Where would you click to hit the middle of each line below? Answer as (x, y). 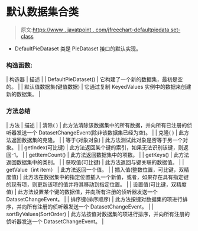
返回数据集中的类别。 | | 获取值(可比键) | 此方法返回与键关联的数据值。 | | (95, 162)
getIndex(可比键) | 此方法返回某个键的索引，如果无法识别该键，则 (104, 147)
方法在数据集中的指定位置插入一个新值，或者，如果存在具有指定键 (108, 177)
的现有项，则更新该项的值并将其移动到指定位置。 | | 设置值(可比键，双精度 (97, 184)
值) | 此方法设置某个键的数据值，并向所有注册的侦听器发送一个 (82, 192)
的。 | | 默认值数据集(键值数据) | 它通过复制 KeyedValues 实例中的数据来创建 (99, 87)
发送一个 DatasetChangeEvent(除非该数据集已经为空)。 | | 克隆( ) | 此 (100, 132)
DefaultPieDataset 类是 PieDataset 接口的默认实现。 (78, 49)
